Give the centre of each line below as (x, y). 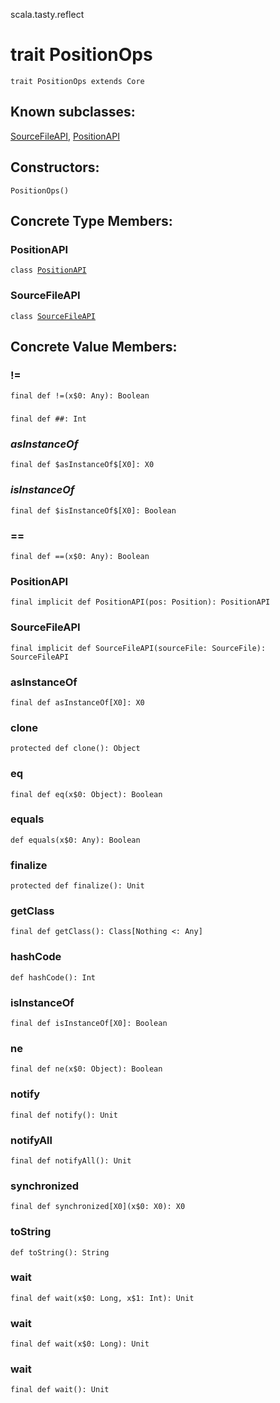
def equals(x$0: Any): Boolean (75, 840)
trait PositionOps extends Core (77, 81)
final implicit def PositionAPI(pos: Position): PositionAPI (140, 602)
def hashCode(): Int (53, 977)
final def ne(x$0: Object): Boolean (86, 1069)
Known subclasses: (73, 112)
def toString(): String (60, 1252)
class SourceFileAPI (53, 316)
